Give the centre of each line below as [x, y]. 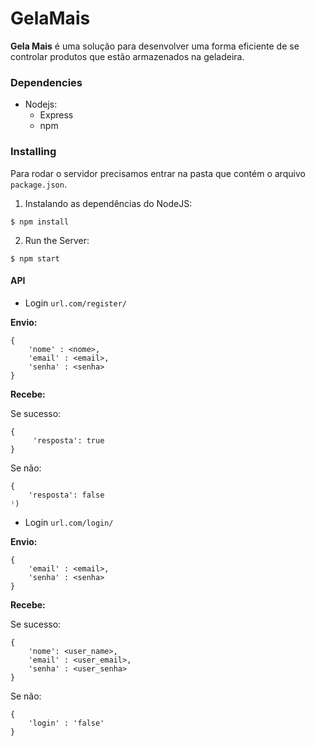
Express [56, 115]
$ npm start [35, 258]
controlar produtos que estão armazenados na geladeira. [127, 56]
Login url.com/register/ [75, 303]
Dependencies [46, 82]
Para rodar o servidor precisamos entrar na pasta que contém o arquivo [158, 173]
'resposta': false [66, 495]
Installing [33, 152]
